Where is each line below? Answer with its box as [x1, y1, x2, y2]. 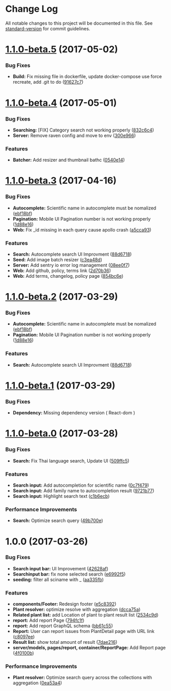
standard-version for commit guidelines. [5, 25, 90, 31]
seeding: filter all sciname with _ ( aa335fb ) [12, 576, 104, 583]
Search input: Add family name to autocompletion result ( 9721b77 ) [12, 488, 155, 494]
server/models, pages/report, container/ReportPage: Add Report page [12, 645, 166, 651]
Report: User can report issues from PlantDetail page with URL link [12, 628, 155, 635]
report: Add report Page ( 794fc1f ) [12, 617, 85, 624]
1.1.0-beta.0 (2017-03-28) [5, 428, 118, 439]
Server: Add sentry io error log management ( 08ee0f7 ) [12, 262, 130, 268]
